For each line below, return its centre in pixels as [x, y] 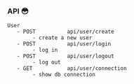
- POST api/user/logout [65, 56]
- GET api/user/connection [72, 69]
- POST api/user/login [64, 44]
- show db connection [64, 75]
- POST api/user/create [65, 32]
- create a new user [62, 38]
